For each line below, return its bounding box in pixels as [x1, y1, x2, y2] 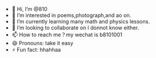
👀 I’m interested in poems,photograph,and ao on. [11, 12, 132, 19]
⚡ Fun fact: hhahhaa [11, 46, 61, 53]
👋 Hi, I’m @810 [11, 6, 47, 12]
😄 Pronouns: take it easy [11, 40, 74, 46]
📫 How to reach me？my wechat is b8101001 [11, 31, 123, 38]
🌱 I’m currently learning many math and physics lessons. [11, 18, 150, 25]
